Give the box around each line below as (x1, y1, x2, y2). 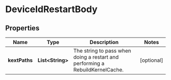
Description (90, 39, 119, 46)
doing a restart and (73, 54, 119, 60)
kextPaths (8, 57, 33, 64)
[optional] (139, 57, 163, 64)
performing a (73, 60, 105, 67)
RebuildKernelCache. (73, 66, 124, 73)
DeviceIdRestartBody (5, 4, 98, 15)
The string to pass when (73, 47, 131, 54)
